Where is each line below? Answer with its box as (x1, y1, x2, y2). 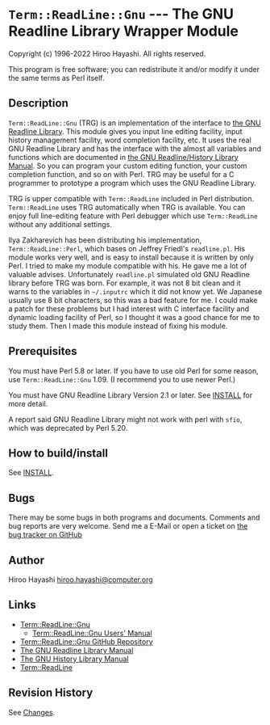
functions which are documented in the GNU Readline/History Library (8, 152, 239, 162)
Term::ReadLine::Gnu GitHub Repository (19, 636, 153, 647)
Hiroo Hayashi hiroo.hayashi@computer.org (8, 575, 153, 584)
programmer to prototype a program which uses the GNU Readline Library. (8, 178, 256, 188)
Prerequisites (8, 344, 77, 358)
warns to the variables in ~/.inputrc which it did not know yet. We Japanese (8, 286, 263, 296)
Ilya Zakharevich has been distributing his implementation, (8, 235, 202, 245)
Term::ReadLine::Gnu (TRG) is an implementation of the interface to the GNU (8, 118, 262, 128)
